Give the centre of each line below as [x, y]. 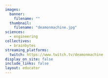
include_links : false [27, 63]
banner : [17, 14]
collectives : [18, 41]
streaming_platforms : [27, 50]
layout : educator [23, 68]
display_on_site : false [29, 59]
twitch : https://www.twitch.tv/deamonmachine [56, 55]
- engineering [24, 37]
